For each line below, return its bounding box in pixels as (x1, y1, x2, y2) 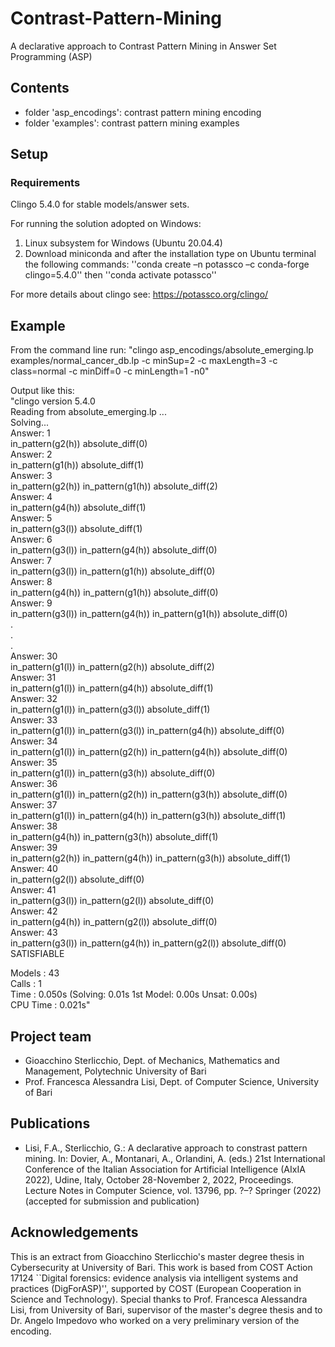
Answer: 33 (10, 714, 58, 726)
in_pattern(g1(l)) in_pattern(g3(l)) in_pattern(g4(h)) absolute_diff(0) (10, 725, 285, 737)
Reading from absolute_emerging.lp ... (10, 406, 167, 418)
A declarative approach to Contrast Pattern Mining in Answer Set (10, 40, 277, 52)
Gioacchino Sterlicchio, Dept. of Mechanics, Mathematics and (24, 1055, 280, 1067)
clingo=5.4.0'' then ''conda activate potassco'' (24, 269, 217, 281)
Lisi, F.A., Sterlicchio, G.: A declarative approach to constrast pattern (24, 1142, 308, 1154)
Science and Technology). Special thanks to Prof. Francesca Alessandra (10, 1293, 308, 1305)
